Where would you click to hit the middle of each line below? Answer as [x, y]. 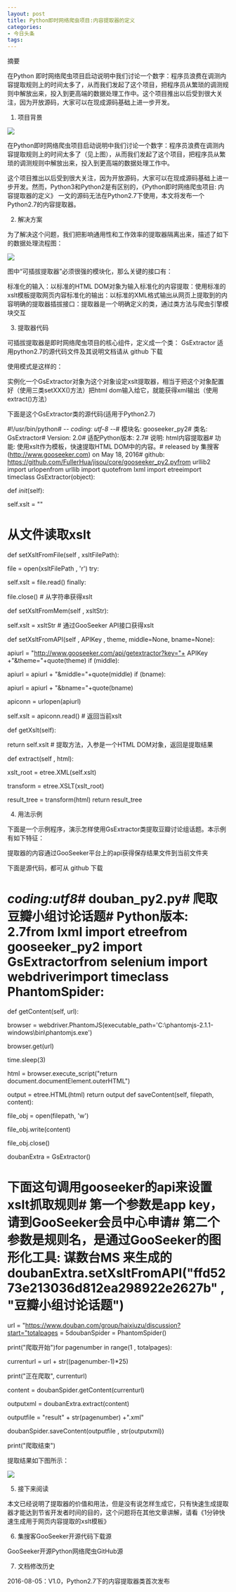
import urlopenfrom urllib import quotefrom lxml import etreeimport [104, 470]
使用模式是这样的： [35, 366]
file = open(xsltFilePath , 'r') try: [53, 568]
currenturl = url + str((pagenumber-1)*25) [68, 1361]
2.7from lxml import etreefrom [97, 932]
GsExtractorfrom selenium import [108, 962]
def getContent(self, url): [43, 1011]
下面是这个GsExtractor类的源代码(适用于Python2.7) [81, 414]
